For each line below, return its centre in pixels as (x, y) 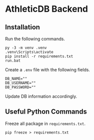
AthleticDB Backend (47, 9)
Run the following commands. (35, 39)
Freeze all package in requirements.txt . (45, 123)
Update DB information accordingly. (41, 96)
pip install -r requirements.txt (39, 56)
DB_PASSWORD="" (21, 87)
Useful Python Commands (46, 112)
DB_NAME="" (16, 79)
